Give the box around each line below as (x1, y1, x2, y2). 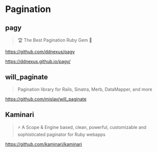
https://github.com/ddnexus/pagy (5, 49, 75, 55)
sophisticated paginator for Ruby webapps (17, 131, 106, 137)
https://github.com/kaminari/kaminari (5, 141, 82, 147)
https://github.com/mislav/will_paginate (5, 96, 87, 102)
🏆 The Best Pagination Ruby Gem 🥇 (17, 37, 92, 43)
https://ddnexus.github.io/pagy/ (5, 59, 71, 64)
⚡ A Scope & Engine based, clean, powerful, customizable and (17, 124, 146, 130)
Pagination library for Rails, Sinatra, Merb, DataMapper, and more (17, 86, 152, 92)
